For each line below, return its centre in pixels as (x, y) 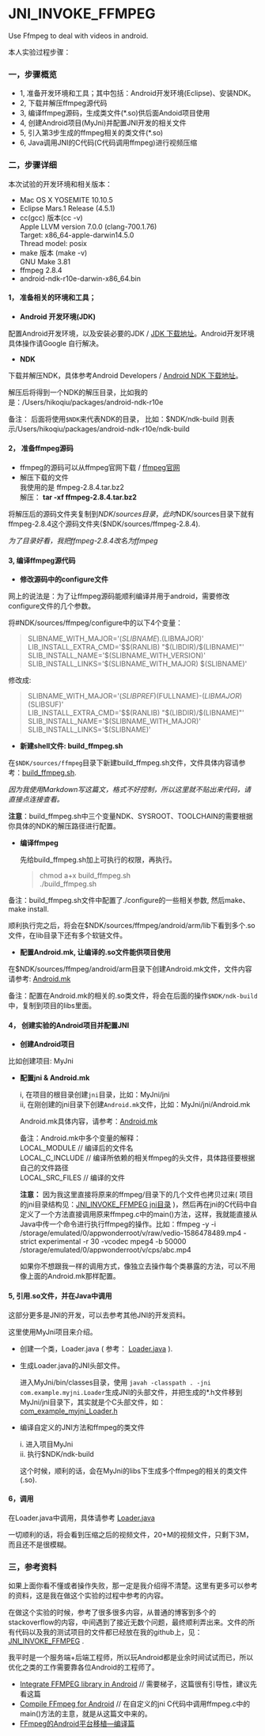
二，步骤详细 (33, 165)
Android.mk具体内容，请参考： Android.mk (89, 1121)
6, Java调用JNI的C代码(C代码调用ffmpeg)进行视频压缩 (108, 142)
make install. (28, 909)
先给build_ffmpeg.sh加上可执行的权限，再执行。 (98, 860)
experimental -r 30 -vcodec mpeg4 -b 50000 (112, 1241)
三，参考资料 (33, 1567)
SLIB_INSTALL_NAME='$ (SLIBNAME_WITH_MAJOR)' (114, 722)
